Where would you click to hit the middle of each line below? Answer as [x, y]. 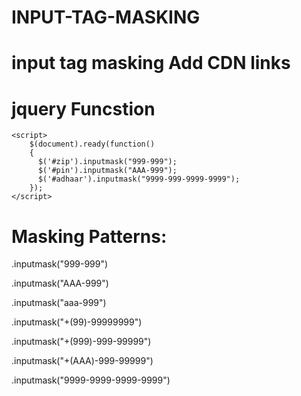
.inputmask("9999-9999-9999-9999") [91, 380]
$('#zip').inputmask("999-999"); [107, 162]
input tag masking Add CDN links [151, 63]
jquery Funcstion [83, 108]
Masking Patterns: [89, 236]
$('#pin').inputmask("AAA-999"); [107, 171]
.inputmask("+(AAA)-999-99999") [82, 361]
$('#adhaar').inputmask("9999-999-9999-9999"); [139, 179]
